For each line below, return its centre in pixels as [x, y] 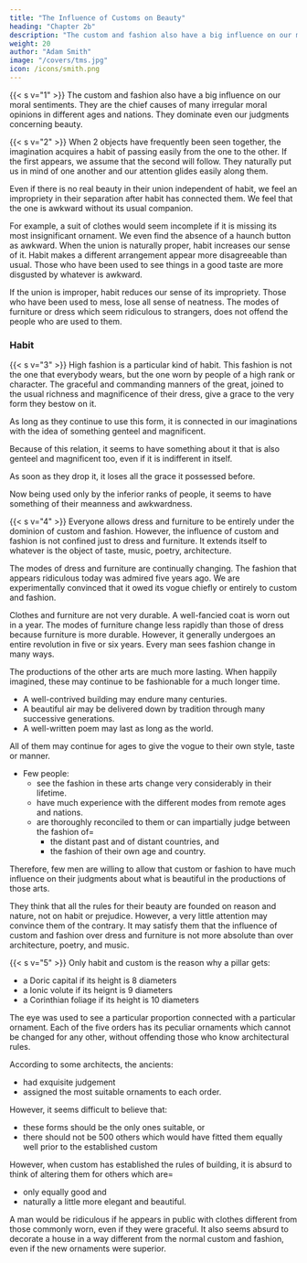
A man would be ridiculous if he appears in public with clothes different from [153, 1220]
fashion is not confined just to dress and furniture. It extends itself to [138, 541]
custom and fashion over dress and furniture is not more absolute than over [152, 936]
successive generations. [69, 719]
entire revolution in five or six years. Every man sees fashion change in [143, 645]
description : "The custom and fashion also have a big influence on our [151, 35]
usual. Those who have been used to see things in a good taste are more [146, 264]
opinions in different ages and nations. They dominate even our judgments [149, 114]
